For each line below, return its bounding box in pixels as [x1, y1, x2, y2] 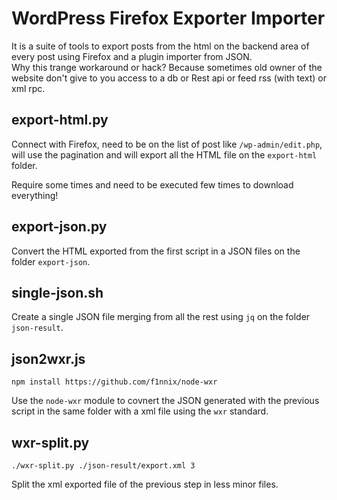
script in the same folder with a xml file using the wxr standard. [11, 405, 269, 417]
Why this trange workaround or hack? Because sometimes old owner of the [11, 61, 323, 73]
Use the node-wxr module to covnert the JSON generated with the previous [11, 395, 320, 407]
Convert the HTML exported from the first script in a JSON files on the [11, 245, 301, 257]
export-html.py [11, 112, 109, 129]
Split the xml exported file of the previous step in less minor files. [11, 478, 279, 490]
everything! [11, 189, 59, 201]
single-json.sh [11, 284, 104, 301]
